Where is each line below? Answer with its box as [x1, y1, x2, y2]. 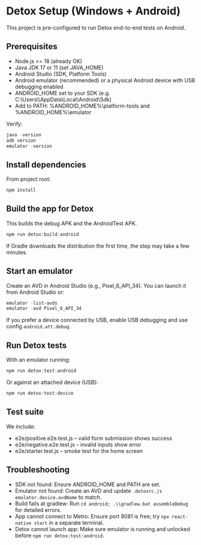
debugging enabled [14, 83, 64, 90]
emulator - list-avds [6, 300, 58, 306]
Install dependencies [6, 159, 86, 169]
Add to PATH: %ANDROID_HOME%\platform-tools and [14, 102, 150, 109]
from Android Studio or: [6, 288, 65, 296]
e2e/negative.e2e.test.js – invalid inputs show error [14, 440, 142, 448]
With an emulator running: [6, 356, 71, 364]
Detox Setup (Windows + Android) [6, 4, 181, 18]
